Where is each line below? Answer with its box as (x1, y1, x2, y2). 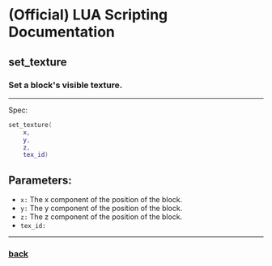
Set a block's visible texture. (8, 79, 123, 91)
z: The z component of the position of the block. (19, 212, 183, 222)
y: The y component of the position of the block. (19, 204, 183, 213)
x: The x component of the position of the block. (19, 195, 183, 205)
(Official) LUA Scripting (8, 6, 168, 24)
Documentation (8, 23, 116, 41)
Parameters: (8, 173, 72, 187)
